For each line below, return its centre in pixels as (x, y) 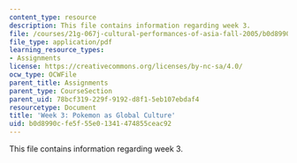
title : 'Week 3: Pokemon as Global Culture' (92, 115)
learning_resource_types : (57, 50)
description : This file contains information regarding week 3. (130, 26)
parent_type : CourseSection (61, 91)
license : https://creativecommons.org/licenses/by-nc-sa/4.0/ (126, 67)
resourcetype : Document (53, 107)
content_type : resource (53, 17)
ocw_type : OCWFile (43, 75)
